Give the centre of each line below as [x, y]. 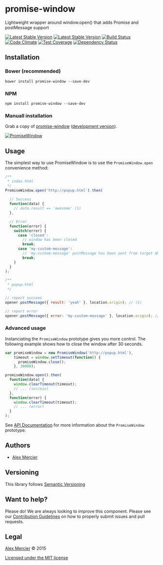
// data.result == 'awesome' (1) [48, 208]
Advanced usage [25, 328]
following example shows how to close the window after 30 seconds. [74, 344]
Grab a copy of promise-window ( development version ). [61, 126]
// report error [21, 311]
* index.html [20, 181]
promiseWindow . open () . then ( [33, 375]
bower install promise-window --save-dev [48, 81]
